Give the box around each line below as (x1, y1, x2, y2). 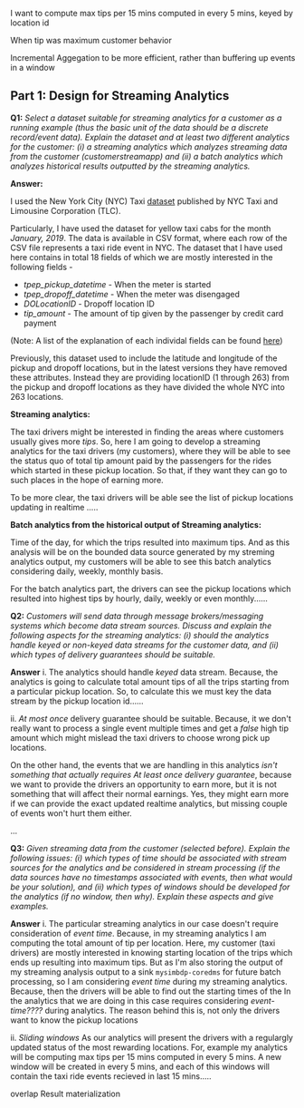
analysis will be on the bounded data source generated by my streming (10, 546, 275, 557)
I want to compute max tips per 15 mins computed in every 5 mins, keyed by (10, 8, 293, 18)
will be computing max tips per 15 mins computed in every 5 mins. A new (10, 1051, 282, 1062)
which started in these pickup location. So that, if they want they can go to (10, 464, 288, 475)
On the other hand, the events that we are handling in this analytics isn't (10, 759, 279, 770)
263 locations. (10, 391, 64, 402)
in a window (10, 63, 55, 73)
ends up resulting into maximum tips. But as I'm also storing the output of (10, 957, 283, 967)
